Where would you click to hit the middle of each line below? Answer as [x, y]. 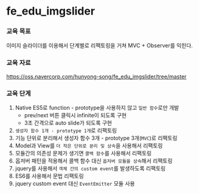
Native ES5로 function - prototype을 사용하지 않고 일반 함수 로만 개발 [97, 108]
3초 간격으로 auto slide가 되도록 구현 [68, 123]
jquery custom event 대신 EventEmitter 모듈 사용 [75, 184]
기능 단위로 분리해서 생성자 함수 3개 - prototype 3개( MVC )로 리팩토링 [96, 138]
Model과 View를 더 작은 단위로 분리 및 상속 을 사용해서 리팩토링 [89, 146]
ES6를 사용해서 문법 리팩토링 [49, 176]
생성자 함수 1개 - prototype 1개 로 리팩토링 [66, 130]
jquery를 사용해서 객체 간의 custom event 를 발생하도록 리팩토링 [90, 169]
